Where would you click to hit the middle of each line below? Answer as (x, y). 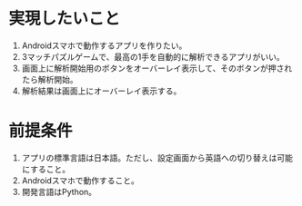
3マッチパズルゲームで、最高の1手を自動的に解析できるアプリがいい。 (153, 56)
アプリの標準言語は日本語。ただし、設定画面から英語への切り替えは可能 (157, 157)
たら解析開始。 (50, 79)
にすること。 (45, 169)
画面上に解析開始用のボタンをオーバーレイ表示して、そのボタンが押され (157, 68)
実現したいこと (65, 19)
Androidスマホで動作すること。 (81, 180)
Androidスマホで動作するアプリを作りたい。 (104, 45)
